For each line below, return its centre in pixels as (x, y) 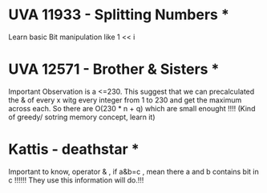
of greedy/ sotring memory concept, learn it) (82, 117)
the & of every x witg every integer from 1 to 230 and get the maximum (125, 100)
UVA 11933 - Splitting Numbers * (119, 15)
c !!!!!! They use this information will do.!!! (76, 180)
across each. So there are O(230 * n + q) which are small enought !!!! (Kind (132, 108)
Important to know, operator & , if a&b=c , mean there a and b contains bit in (133, 171)
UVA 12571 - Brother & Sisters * (114, 69)
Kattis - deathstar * (74, 149)
